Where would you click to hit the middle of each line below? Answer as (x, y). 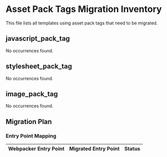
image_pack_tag (32, 94)
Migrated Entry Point (95, 149)
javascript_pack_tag (38, 39)
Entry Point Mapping (31, 136)
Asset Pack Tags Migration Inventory (84, 9)
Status (132, 149)
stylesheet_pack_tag (39, 67)
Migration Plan (29, 121)
